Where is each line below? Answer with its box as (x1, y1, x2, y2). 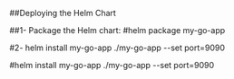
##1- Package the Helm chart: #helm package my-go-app (9, 25, 226, 35)
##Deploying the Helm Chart (9, 8, 116, 18)
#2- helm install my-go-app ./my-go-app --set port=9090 (9, 42, 225, 53)
